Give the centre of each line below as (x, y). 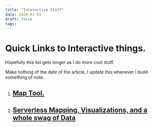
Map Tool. (28, 93)
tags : (11, 24)
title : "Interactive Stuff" (35, 10)
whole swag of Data (44, 118)
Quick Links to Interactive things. (75, 48)
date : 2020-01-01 (23, 14)
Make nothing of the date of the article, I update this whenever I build (76, 72)
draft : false (19, 19)
